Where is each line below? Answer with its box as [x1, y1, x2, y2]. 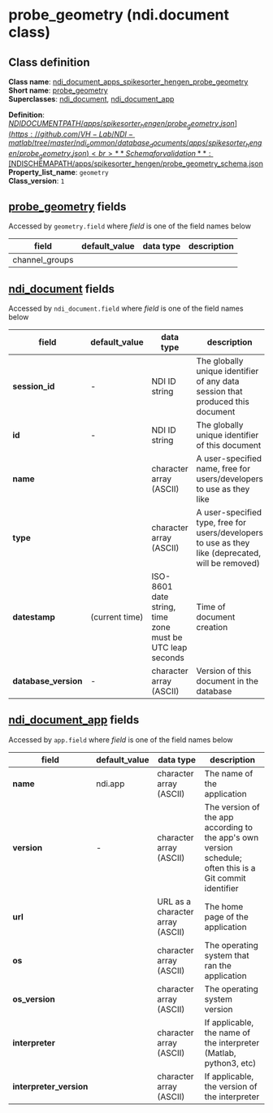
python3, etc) [204, 1057, 257, 1068]
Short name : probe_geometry [8, 85, 108, 95]
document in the [196, 676, 258, 687]
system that [204, 950, 249, 961]
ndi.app [96, 778, 125, 789]
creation [196, 622, 228, 633]
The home [204, 901, 244, 912]
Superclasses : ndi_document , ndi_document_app [8, 94, 175, 103]
